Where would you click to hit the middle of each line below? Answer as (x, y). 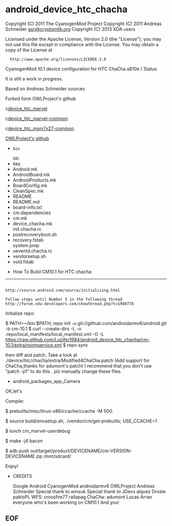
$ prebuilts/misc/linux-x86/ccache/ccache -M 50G (59, 411)
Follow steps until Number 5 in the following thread (64, 299)
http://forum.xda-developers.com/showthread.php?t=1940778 (70, 304)
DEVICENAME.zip (24, 456)
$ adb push (17, 451)
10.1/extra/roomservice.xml (34, 345)
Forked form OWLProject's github (41, 98)
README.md (26, 201)
